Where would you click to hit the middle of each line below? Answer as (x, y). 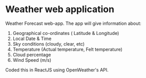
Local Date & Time (32, 38)
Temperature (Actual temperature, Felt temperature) (68, 49)
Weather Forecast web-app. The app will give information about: (74, 23)
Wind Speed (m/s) (32, 60)
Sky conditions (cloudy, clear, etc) (49, 44)
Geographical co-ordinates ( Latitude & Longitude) (66, 33)
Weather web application (60, 9)
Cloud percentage (32, 55)
